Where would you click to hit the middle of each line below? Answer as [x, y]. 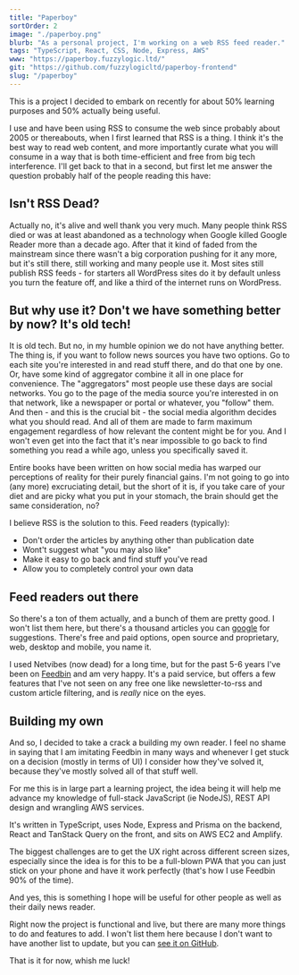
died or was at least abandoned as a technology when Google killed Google [148, 234]
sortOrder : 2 [33, 26]
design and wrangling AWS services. [77, 807]
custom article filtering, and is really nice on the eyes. [108, 693]
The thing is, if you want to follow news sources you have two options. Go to [149, 355]
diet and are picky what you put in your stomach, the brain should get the [144, 496]
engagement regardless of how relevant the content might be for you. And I [148, 431]
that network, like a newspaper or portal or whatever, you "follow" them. [142, 403]
